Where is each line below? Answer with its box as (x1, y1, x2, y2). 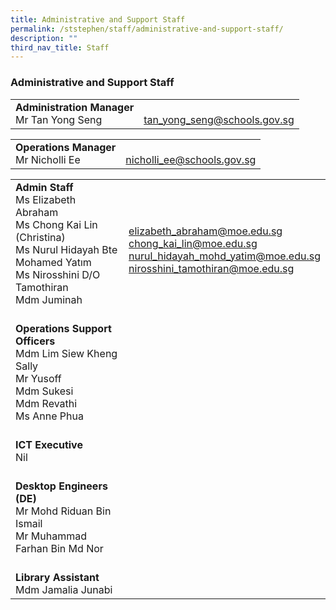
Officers (15, 334, 56, 348)
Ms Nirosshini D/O (15, 267, 101, 281)
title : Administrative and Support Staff (10, 14, 186, 25)
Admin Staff (15, 180, 74, 194)
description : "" (10, 33, 78, 43)
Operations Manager (15, 140, 117, 154)
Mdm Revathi (15, 396, 78, 410)
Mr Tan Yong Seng (15, 112, 103, 126)
